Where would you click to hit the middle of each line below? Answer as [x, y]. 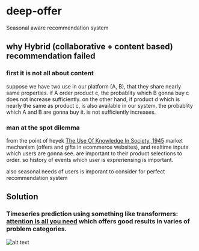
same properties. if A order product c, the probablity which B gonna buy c [98, 93]
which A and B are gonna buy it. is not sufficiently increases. [81, 112]
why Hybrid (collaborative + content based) [90, 47]
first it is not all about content [50, 73]
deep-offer [34, 11]
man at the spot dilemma [43, 128]
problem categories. [37, 229]
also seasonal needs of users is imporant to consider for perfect [86, 171]
